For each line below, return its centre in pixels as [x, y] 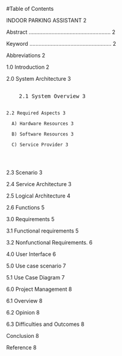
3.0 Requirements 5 [30, 219]
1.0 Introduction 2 [28, 67]
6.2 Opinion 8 [23, 312]
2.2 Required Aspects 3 [36, 113]
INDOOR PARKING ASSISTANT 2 [47, 20]
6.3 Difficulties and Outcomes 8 [45, 324]
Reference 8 [22, 348]
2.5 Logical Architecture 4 [38, 196]
